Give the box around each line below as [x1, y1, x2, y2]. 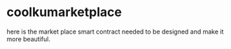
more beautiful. [6, 34, 50, 43]
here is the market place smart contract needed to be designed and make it [6, 27, 224, 36]
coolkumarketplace [6, 4, 122, 20]
